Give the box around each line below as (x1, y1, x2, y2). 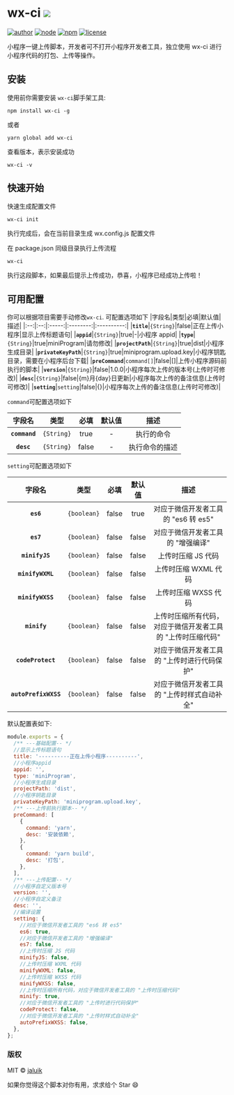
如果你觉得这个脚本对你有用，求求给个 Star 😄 (7, 1080, 139, 1089)
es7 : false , (19, 941, 54, 948)
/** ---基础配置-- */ (13, 740, 72, 747)
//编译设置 (13, 909, 41, 916)
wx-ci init (7, 216, 39, 223)
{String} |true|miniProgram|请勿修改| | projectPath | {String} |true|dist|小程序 (7, 339, 224, 348)
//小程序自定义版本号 (13, 883, 67, 890)
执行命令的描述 (128, 442, 178, 452)
